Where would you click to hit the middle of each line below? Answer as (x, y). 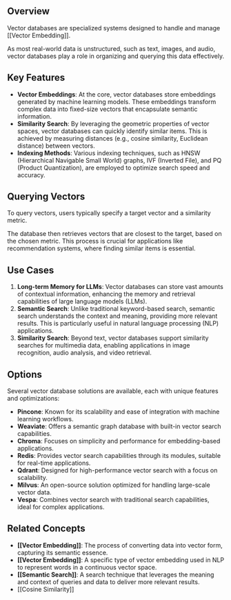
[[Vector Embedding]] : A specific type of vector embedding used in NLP (121, 560)
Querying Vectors (46, 197)
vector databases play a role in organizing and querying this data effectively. (116, 56)
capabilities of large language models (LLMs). (82, 301)
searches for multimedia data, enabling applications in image (103, 346)
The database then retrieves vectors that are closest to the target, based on (114, 234)
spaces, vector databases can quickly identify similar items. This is (112, 131)
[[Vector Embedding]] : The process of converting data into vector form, (120, 545)
